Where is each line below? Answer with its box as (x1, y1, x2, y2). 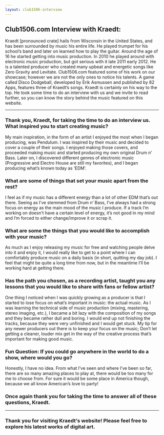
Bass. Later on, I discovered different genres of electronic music (5, 154, 134, 161)
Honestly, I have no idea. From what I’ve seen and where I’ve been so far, (5, 365, 152, 371)
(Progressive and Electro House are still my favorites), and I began (5, 160, 138, 166)
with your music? (5, 233, 47, 240)
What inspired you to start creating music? (5, 123, 108, 130)
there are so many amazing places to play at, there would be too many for (5, 370, 153, 376)
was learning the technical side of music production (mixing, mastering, (5, 305, 149, 311)
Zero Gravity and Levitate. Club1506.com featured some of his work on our (5, 69, 155, 75)
